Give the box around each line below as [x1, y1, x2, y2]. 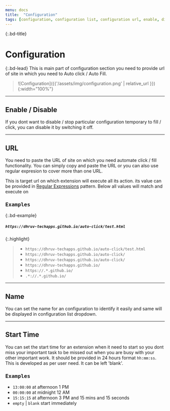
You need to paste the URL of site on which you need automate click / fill [5, 157, 157, 163]
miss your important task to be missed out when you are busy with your [5, 349, 155, 355]
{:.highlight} [5, 236, 30, 242]
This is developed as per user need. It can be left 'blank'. [5, 360, 123, 366]
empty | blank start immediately [12, 400, 77, 406]
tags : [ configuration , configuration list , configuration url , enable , [5, 17, 159, 22]
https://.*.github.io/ [25, 268, 73, 273]
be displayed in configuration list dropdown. [5, 311, 97, 317]
